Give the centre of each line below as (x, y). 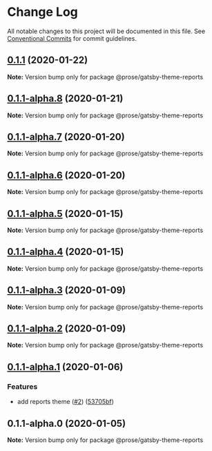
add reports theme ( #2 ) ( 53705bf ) (65, 402)
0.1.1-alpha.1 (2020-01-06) (65, 367)
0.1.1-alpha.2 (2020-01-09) (67, 329)
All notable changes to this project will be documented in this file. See (106, 31)
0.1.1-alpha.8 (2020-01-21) (65, 98)
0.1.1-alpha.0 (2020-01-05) (67, 423)
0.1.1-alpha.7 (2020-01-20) (66, 136)
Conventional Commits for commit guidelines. (72, 38)
